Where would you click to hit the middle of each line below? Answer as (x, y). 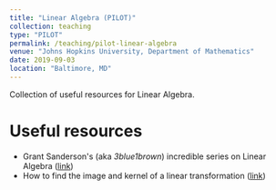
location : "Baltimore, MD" (61, 69)
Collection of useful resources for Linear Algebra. (102, 94)
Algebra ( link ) (48, 165)
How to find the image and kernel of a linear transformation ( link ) (144, 175)
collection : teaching (51, 26)
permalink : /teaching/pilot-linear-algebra (93, 43)
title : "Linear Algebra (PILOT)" (73, 18)
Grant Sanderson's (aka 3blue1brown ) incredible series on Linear (144, 156)
